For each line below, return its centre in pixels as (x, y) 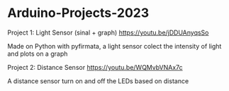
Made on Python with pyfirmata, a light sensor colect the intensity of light (114, 46)
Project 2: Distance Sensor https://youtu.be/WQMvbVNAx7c (95, 67)
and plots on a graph (38, 54)
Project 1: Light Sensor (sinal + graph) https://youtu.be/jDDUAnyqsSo (108, 32)
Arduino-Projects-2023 (78, 13)
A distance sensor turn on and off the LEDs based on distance (98, 81)
